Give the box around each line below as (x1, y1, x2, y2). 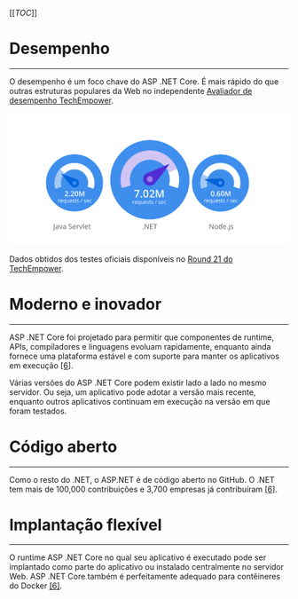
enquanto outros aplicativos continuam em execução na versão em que (9, 396, 271, 406)
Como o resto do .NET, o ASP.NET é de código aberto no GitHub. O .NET (9, 474, 275, 485)
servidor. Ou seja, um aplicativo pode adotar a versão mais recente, (9, 386, 256, 398)
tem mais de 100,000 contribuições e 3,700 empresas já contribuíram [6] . (9, 484, 278, 494)
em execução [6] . (9, 359, 74, 371)
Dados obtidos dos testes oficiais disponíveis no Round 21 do (9, 253, 233, 264)
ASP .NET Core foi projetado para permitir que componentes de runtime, (9, 332, 275, 343)
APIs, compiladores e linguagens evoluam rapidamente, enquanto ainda (9, 341, 271, 351)
